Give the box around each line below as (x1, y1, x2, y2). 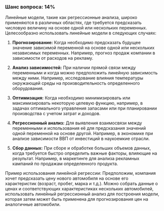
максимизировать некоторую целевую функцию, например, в (12, 100, 143, 106)
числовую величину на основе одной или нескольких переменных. (5, 25, 147, 31)
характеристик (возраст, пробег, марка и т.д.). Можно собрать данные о (5, 181, 158, 187)
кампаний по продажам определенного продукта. (12, 161, 118, 167)
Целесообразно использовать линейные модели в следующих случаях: (5, 30, 157, 36)
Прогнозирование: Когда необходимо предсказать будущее (12, 40, 141, 46)
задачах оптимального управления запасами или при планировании (12, 105, 157, 111)
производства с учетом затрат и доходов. (12, 111, 101, 117)
